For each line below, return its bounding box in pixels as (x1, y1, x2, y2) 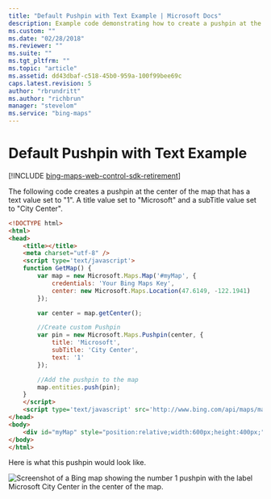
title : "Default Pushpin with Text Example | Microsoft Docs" (8, 11, 222, 20)
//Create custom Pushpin (37, 324, 121, 332)
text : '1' (51, 353, 85, 362)
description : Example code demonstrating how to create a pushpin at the (8, 19, 262, 27)
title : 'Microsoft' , (51, 338, 121, 347)
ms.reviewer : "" (8, 42, 63, 50)
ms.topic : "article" (8, 65, 78, 73)
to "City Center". (8, 203, 63, 213)
